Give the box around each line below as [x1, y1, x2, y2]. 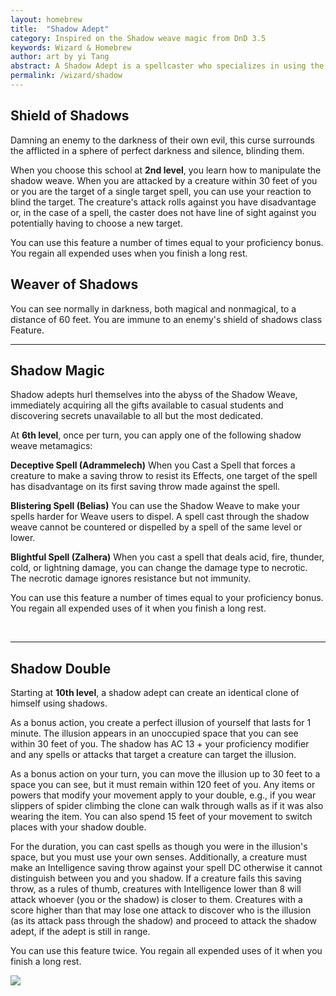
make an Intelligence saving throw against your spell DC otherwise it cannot [10, 862, 323, 874]
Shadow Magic [10, 362, 105, 379]
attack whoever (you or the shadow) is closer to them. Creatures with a [10, 894, 303, 906]
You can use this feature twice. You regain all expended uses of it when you [10, 945, 323, 957]
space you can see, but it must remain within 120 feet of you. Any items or [10, 779, 316, 791]
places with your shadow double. [10, 821, 147, 833]
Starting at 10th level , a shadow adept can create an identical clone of [10, 687, 300, 699]
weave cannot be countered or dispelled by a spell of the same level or [10, 521, 303, 533]
